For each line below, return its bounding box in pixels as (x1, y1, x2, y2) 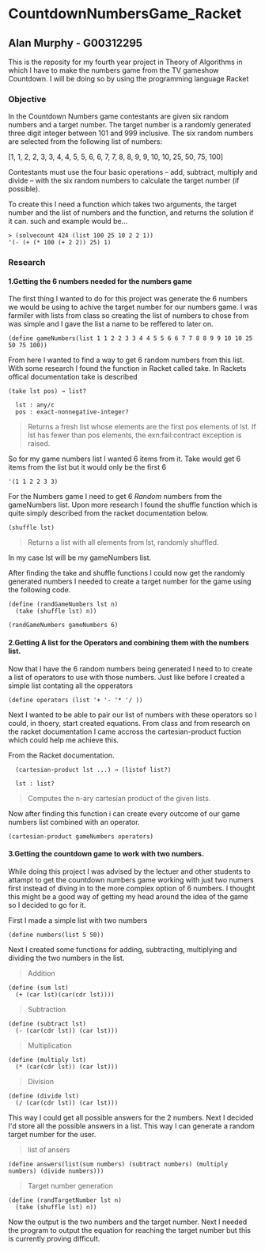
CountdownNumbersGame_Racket (8, 5, 242, 23)
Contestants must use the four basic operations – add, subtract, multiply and (8, 168, 258, 177)
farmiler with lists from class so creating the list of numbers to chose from (8, 311, 249, 320)
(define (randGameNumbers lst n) (8, 600, 119, 609)
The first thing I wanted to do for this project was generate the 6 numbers (8, 294, 248, 304)
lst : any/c (15, 401, 55, 410)
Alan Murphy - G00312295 (8, 36, 143, 50)
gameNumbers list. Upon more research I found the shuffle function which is (8, 500, 258, 510)
